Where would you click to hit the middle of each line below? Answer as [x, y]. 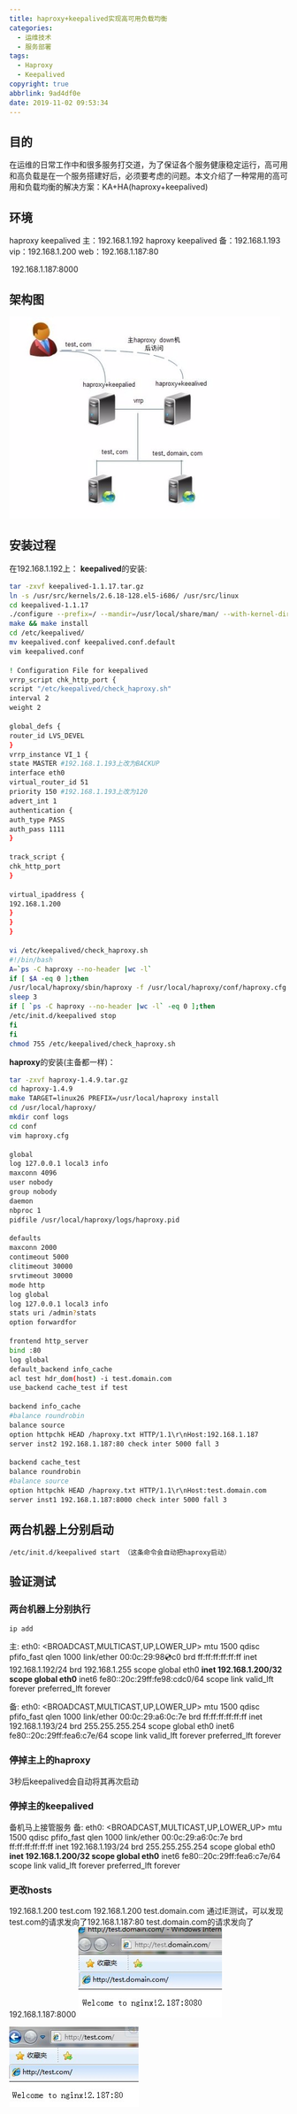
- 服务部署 [34, 47]
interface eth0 [37, 773]
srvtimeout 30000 [41, 1276]
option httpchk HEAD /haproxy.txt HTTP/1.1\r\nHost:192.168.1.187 [134, 1434]
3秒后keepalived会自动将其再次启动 [74, 1781]
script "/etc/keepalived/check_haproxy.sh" [91, 689]
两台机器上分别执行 [50, 1609]
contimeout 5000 [39, 1257]
